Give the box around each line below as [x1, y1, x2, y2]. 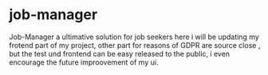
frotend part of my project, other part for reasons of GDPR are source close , [9, 40, 261, 49]
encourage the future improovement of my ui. [9, 57, 159, 67]
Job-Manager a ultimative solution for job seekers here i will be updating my [9, 32, 260, 41]
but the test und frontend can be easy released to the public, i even [9, 49, 231, 58]
